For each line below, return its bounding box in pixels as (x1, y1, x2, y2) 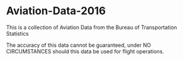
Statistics (6, 30, 29, 37)
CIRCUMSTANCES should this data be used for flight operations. (6, 47, 165, 54)
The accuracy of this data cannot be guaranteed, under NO (6, 41, 152, 49)
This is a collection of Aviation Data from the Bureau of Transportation (6, 24, 177, 31)
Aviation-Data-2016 (6, 4, 106, 18)
